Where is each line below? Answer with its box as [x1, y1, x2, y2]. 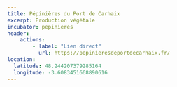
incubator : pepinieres [7, 23, 73, 30]
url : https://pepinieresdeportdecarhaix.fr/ [38, 50, 171, 57]
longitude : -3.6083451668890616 [13, 69, 108, 76]
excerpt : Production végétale [7, 17, 96, 24]
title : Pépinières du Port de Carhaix [7, 10, 120, 18]
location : [7, 56, 36, 63]
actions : [20, 36, 45, 43]
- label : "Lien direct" [32, 43, 101, 50]
